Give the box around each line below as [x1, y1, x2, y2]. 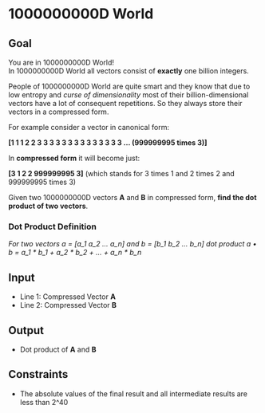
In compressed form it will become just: [8, 153, 140, 163]
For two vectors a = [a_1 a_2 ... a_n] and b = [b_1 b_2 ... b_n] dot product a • [8, 239, 257, 249]
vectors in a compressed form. [8, 107, 109, 116]
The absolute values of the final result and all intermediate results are [19, 388, 248, 399]
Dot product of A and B [19, 344, 97, 354]
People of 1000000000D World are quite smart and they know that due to [8, 81, 251, 91]
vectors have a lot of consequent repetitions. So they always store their [8, 99, 243, 108]
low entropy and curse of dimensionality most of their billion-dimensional [8, 90, 249, 100]
